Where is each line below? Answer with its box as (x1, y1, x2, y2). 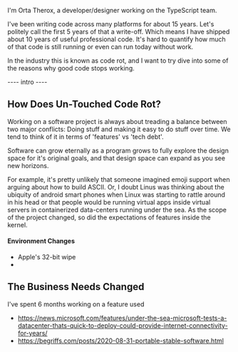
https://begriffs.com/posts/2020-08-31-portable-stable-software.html (17, 336, 224, 345)
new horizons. (7, 161, 49, 170)
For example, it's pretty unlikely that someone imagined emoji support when (7, 175, 230, 184)
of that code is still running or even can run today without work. (7, 43, 194, 51)
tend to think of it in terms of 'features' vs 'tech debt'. (7, 132, 164, 141)
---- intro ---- (7, 78, 48, 86)
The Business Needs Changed (7, 281, 145, 293)
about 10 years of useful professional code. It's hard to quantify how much (7, 35, 226, 43)
